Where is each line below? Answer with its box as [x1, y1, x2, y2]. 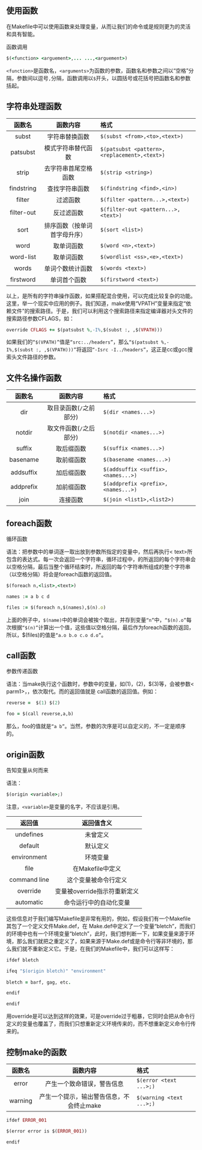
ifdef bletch [6, 957, 39, 963]
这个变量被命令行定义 [67, 876, 127, 884]
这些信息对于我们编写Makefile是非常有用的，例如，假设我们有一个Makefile [6, 915, 191, 922]
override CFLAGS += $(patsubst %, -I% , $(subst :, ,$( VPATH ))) [6, 327, 163, 333]
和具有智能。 [6, 30, 38, 37]
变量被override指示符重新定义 [55, 887, 139, 895]
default [19, 841, 40, 850]
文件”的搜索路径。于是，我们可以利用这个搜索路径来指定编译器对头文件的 [11, 307, 194, 315]
